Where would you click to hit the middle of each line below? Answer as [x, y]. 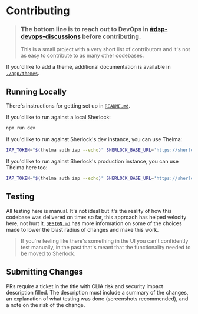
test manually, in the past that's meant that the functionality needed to [105, 247]
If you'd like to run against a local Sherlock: [58, 117]
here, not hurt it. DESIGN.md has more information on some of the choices [94, 223]
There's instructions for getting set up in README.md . [68, 106]
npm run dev [21, 128]
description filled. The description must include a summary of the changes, [97, 292]
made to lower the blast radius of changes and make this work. [82, 229]
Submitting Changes [45, 272]
